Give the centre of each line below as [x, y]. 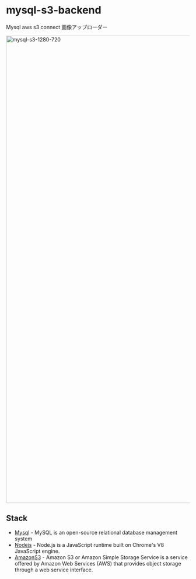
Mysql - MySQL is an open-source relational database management [96, 532]
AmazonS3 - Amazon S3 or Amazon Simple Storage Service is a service [101, 557]
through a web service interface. [54, 570]
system [23, 539]
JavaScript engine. [37, 551]
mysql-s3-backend [54, 10]
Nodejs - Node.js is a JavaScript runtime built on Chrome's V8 [89, 545]
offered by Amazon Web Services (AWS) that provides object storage [98, 563]
